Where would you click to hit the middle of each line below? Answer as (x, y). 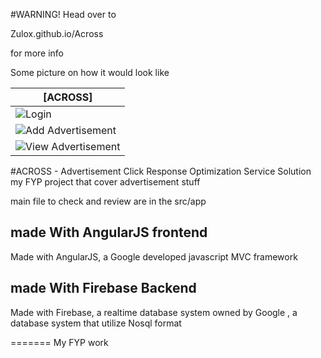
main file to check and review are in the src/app (108, 201)
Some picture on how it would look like (90, 72)
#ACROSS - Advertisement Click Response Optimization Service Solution (161, 171)
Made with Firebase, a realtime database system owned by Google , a (154, 312)
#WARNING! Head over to (63, 14)
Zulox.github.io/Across (57, 33)
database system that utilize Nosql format (96, 323)
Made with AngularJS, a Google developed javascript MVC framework (154, 256)
